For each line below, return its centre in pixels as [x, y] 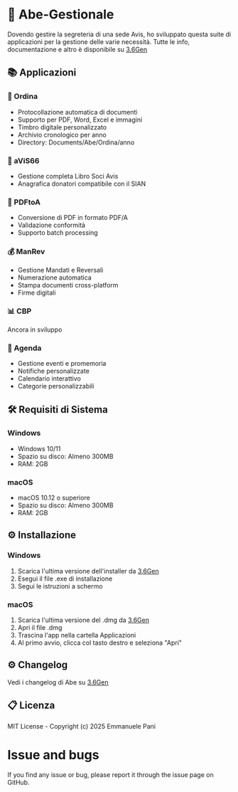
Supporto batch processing [58, 233]
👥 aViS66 [23, 161]
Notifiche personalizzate [54, 371]
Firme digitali [37, 292]
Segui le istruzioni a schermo [60, 586]
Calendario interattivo [49, 379]
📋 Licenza [31, 706]
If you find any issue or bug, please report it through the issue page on [111, 774]
